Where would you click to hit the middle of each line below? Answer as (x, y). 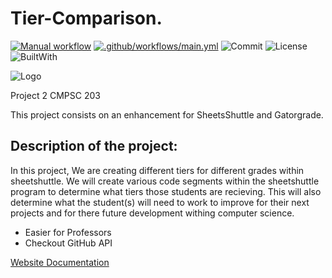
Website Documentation (60, 262)
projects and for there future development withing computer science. (152, 213)
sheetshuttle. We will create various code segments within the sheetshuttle (165, 181)
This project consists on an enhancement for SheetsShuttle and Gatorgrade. (167, 114)
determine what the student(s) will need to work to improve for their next (160, 202)
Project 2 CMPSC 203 (55, 95)
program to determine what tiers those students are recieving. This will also (166, 191)
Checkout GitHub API (68, 243)
